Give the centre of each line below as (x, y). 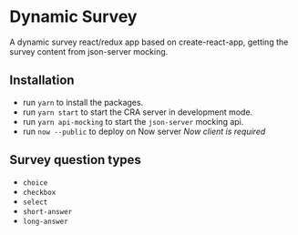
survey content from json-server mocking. (89, 51)
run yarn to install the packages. (83, 102)
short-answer (47, 211)
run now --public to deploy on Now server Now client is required (144, 131)
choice (35, 183)
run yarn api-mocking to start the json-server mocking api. (133, 121)
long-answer (45, 221)
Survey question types (75, 160)
